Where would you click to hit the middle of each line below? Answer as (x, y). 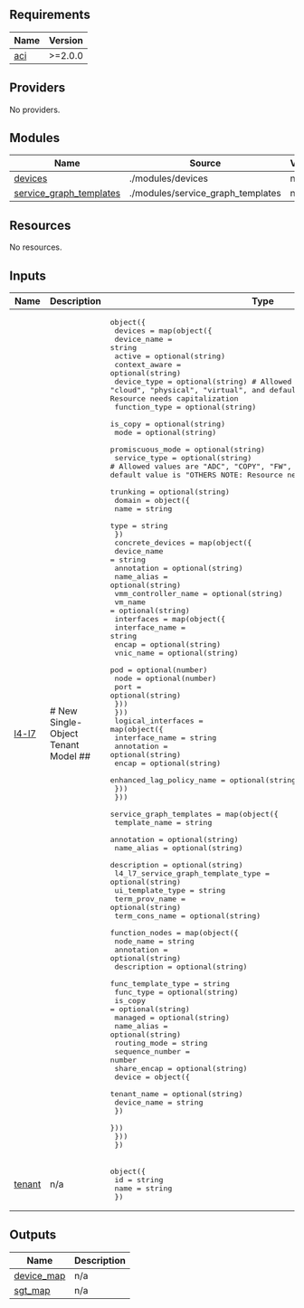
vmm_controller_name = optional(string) (199, 594)
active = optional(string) (170, 356)
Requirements (50, 15)
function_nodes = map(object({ (174, 933)
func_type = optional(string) (176, 993)
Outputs (33, 1235)
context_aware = (148, 365)
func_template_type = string (170, 984)
